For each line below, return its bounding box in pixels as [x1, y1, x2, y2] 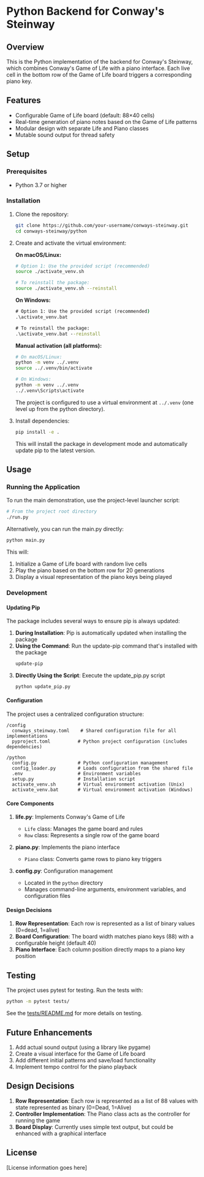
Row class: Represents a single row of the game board [24, 832, 159, 839]
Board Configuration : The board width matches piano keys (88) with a [15, 933, 194, 940]
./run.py [6, 514, 29, 521]
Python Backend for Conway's [6, 4, 165, 18]
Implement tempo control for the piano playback [15, 1063, 137, 1070]
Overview [6, 42, 45, 52]
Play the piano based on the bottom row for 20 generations [15, 566, 165, 574]
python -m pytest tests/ [6, 999, 70, 1005]
